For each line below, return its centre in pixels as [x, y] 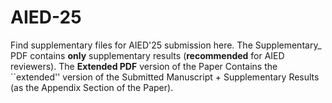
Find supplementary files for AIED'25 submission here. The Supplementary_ [166, 45]
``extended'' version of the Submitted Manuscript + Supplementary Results [165, 77]
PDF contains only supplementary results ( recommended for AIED [147, 55]
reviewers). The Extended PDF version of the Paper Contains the [144, 66]
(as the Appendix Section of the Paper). [92, 87]
